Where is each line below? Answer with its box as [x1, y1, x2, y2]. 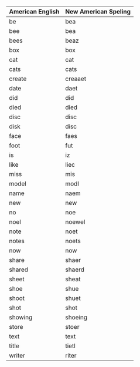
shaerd [65, 265, 85, 274]
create [9, 75, 27, 83]
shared [9, 265, 28, 274]
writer [9, 352, 25, 359]
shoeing [65, 314, 88, 321]
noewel [65, 218, 86, 225]
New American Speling [65, 8, 131, 15]
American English [9, 8, 60, 15]
